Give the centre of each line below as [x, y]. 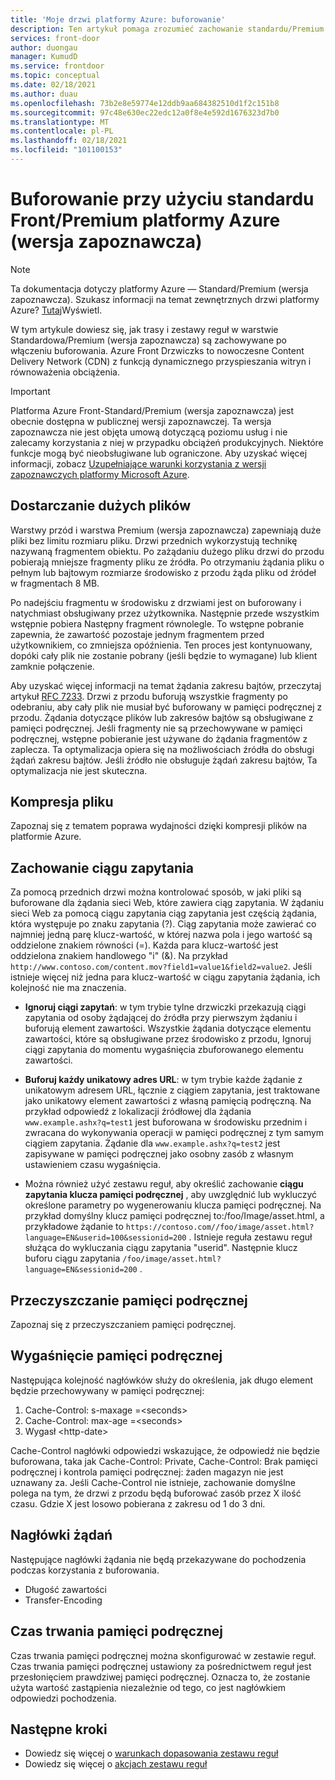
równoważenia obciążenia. [65, 372]
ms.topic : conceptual [55, 76]
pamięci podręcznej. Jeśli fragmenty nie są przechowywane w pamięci [156, 728]
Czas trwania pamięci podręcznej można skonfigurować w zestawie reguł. [163, 1655]
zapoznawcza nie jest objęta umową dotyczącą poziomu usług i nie [149, 432]
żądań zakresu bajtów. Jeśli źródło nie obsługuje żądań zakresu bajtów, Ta [164, 760]
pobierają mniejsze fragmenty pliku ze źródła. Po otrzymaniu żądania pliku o [167, 562]
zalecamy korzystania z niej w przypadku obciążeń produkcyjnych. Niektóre [167, 442]
